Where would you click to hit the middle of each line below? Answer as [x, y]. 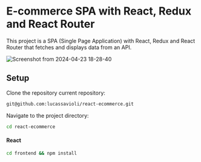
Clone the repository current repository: [56, 93]
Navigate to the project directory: [48, 115]
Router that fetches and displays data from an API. [69, 47]
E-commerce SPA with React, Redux [99, 11]
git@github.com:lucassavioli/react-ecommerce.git [70, 104]
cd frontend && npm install [42, 153]
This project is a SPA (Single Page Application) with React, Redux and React [101, 41]
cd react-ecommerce [31, 127]
